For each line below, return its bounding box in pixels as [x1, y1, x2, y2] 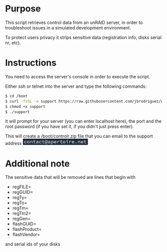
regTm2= [12, 210, 31, 217]
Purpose [5, 3, 41, 14]
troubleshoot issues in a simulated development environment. [5, 24, 131, 30]
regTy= [12, 195, 27, 201]
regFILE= [12, 184, 31, 190]
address [5, 140, 22, 146]
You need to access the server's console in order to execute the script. [5, 73, 151, 80]
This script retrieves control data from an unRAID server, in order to [5, 19, 143, 25]
